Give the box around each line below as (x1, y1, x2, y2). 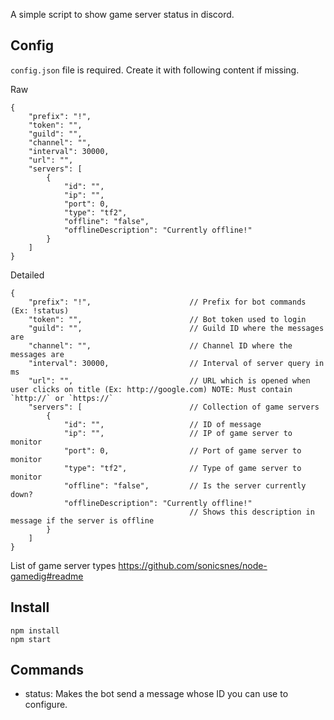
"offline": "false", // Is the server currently (63, 480, 307, 491)
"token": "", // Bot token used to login (28, 314, 307, 324)
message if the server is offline (10, 515, 155, 526)
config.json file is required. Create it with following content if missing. (10, 64, 300, 76)
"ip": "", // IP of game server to (63, 428, 293, 438)
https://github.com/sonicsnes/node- (118, 559, 268, 571)
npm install (10, 625, 60, 636)
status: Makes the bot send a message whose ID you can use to (24, 688, 289, 700)
